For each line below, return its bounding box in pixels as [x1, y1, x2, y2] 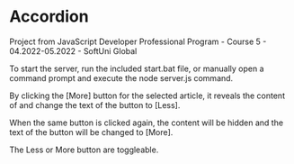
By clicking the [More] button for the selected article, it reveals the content [9, 90, 286, 101]
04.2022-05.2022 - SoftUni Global [9, 45, 138, 56]
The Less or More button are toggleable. [9, 144, 159, 155]
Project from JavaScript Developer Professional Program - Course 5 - [9, 36, 267, 47]
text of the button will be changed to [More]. [9, 126, 174, 137]
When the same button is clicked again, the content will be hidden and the [9, 117, 284, 128]
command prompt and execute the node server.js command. [9, 72, 234, 83]
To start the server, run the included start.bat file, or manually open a [9, 63, 264, 74]
